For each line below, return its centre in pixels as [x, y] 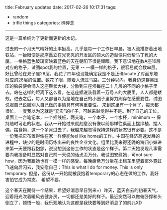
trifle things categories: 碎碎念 [43, 23]
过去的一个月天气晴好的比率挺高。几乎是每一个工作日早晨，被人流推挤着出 [81, 49]
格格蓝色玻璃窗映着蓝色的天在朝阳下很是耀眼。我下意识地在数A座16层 [89, 61]
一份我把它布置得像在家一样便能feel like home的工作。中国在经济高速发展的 [83, 136]
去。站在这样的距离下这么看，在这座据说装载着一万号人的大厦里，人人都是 [81, 92]
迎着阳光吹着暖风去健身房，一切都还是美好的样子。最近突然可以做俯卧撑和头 [83, 196]
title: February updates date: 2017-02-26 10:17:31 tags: [61, 7]
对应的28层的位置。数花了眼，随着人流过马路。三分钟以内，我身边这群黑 [80, 80]
